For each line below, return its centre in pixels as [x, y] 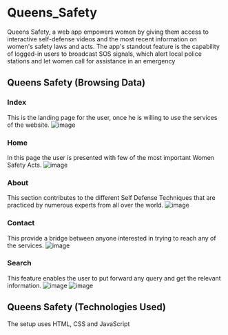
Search [20, 263]
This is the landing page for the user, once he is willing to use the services [112, 117]
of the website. [28, 125]
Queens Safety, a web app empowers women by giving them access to [108, 32]
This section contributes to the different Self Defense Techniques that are [111, 198]
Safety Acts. [24, 165]
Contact [21, 223]
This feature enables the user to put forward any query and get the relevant [114, 278]
